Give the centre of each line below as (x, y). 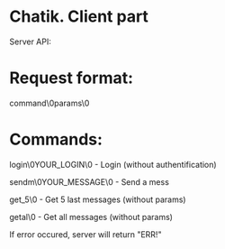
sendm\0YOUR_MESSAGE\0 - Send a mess (89, 181)
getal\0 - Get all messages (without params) (91, 217)
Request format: (71, 78)
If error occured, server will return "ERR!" (85, 234)
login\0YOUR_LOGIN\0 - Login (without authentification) (113, 164)
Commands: (56, 139)
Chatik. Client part (79, 17)
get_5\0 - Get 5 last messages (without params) (98, 199)
